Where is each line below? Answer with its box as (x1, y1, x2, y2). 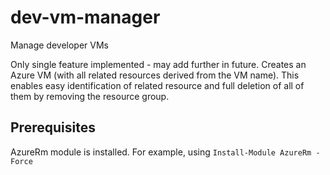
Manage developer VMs (10, 39, 109, 51)
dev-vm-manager (10, 6, 161, 29)
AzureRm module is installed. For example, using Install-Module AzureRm (10, 146, 312, 158)
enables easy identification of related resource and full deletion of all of (10, 79, 305, 91)
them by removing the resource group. (10, 90, 170, 102)
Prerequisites (10, 119, 96, 136)
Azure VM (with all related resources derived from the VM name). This (10, 69, 300, 81)
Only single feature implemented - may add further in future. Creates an (10, 58, 307, 70)
